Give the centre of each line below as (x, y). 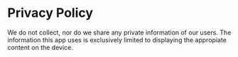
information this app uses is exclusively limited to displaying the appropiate (117, 39)
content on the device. (40, 47)
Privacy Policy (50, 13)
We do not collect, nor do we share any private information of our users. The (119, 32)
